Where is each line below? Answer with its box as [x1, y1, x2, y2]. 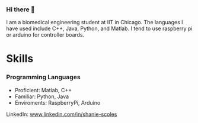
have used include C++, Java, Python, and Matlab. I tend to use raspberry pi [6, 25, 193, 32]
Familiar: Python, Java [14, 93, 69, 100]
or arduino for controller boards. [6, 31, 85, 38]
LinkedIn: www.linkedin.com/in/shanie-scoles [6, 111, 117, 118]
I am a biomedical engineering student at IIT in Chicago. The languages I [6, 19, 183, 26]
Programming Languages [6, 73, 81, 82]
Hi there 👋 [6, 5, 36, 14]
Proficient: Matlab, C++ [14, 86, 72, 93]
